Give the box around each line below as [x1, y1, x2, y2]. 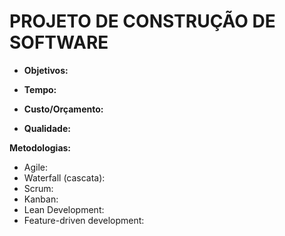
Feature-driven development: [23, 214, 145, 226]
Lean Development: [23, 203, 105, 215]
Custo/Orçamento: [23, 103, 104, 115]
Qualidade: [23, 122, 71, 134]
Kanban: [23, 193, 59, 205]
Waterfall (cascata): [23, 171, 106, 184]
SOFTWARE [9, 31, 109, 54]
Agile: [23, 161, 49, 173]
